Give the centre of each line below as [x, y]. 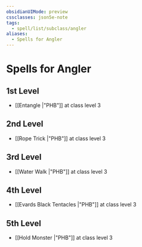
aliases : [17, 34]
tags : [13, 23]
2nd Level [25, 124]
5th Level [24, 223]
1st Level [23, 91]
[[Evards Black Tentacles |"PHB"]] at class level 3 [75, 205]
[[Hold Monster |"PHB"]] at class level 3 [64, 238]
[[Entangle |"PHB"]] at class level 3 [58, 105]
